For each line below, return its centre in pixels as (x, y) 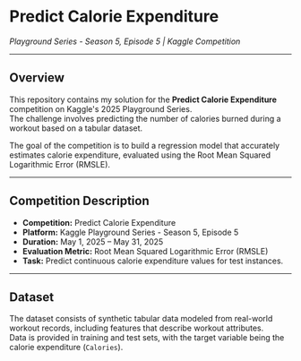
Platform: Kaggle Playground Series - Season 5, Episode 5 (130, 232)
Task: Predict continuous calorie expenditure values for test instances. (153, 261)
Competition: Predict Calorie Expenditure (99, 222)
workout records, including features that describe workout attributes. (137, 328)
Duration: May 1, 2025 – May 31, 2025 (93, 241)
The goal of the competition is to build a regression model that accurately (145, 145)
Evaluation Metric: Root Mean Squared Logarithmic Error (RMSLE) (145, 251)
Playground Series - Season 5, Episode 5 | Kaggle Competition (125, 41)
